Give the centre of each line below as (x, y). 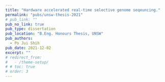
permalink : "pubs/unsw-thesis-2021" (44, 15)
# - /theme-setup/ (27, 62)
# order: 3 (17, 72)
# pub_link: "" (21, 19)
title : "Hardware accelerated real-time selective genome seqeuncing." (83, 10)
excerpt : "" (18, 52)
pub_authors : (19, 39)
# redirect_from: (24, 57)
